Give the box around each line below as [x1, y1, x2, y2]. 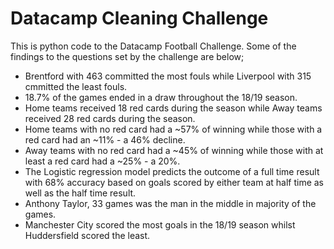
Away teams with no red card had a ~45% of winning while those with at [24, 144, 324, 156]
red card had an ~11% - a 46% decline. [24, 133, 186, 146]
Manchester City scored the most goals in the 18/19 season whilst [24, 218, 296, 231]
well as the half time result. [24, 187, 137, 199]
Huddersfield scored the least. [24, 229, 151, 241]
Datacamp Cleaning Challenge [10, 7, 269, 30]
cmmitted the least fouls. [24, 80, 128, 92]
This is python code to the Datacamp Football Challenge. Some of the [10, 40, 297, 52]
